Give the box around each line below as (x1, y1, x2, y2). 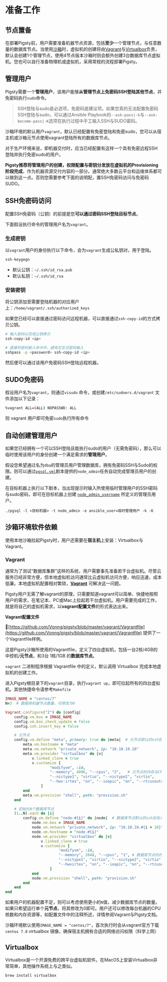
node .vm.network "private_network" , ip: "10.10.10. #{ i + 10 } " (31, 825, 164, 830)
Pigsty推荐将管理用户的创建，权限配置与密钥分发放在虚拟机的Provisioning (5, 162, 159, 168)
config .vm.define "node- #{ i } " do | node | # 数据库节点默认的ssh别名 (23, 816, 161, 820)
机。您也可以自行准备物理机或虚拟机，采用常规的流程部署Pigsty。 (5, 59, 140, 65)
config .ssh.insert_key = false (14, 724, 79, 729)
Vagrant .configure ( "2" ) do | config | (5, 710, 81, 715)
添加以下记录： (9, 396, 40, 402)
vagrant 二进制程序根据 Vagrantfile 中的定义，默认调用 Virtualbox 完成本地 (5, 663, 157, 669)
